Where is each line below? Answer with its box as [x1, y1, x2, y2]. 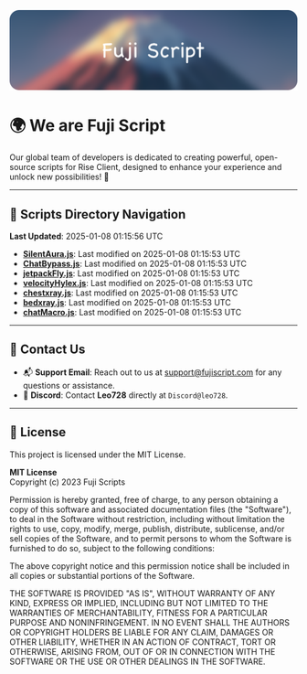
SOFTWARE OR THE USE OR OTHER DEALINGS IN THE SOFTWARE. [9, 656, 266, 667]
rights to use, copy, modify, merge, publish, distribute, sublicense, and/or [9, 523, 285, 534]
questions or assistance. [22, 380, 116, 390]
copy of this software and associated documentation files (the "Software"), [9, 504, 292, 515]
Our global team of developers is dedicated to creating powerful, [9, 152, 253, 163]
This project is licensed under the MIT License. [9, 449, 186, 460]
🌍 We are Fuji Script [9, 115, 166, 136]
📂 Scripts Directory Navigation [9, 207, 186, 222]
